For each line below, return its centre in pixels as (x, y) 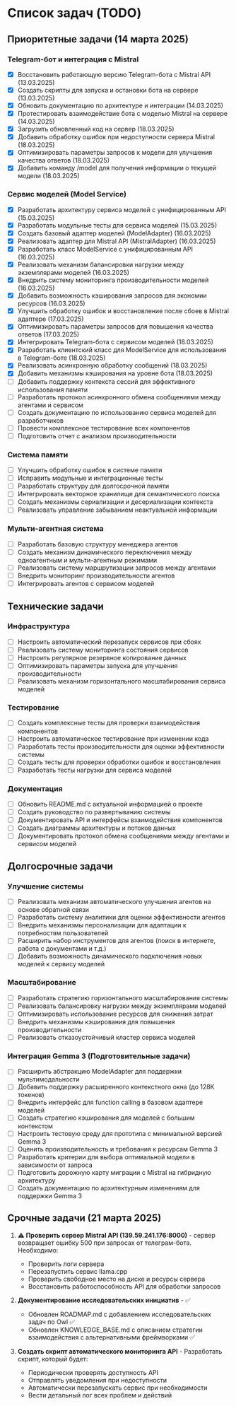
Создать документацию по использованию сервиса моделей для (117, 412)
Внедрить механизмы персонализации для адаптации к (102, 925)
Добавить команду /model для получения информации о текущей (117, 168)
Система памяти (38, 455)
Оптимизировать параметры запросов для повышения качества (115, 327)
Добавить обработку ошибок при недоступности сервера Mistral (116, 137)
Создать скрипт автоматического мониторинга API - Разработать (120, 1351)
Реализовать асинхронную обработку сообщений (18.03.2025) (112, 365)
